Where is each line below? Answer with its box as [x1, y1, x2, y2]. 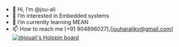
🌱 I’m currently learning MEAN [12, 19, 89, 25]
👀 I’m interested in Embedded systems [12, 12, 109, 19]
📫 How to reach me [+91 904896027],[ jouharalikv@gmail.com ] [12, 25, 173, 33]
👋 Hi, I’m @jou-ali [12, 6, 56, 13]
